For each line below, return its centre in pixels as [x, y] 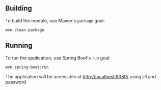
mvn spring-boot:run [27, 67]
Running [19, 46]
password [16, 82]
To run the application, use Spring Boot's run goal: [58, 57]
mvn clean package [25, 30]
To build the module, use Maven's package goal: [55, 20]
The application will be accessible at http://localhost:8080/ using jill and [81, 76]
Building [19, 8]
